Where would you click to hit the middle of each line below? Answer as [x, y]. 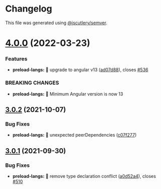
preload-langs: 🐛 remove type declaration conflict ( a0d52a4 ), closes [84, 176]
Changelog [29, 9]
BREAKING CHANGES [32, 83]
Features [16, 59]
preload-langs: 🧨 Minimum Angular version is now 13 [68, 94]
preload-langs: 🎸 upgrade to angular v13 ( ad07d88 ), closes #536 [80, 70]
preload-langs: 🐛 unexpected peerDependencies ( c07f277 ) [74, 135]
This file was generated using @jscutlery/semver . [56, 23]
